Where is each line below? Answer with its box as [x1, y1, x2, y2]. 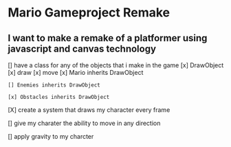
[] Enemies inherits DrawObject [8, 82, 100, 89]
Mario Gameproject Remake [8, 5, 170, 21]
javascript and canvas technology [8, 43, 157, 54]
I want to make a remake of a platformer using [8, 32, 208, 44]
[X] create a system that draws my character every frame [8, 106, 170, 114]
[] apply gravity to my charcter [8, 133, 94, 140]
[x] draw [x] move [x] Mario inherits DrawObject [8, 69, 144, 76]
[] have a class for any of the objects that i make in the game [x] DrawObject [8, 61, 224, 69]
